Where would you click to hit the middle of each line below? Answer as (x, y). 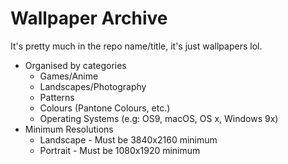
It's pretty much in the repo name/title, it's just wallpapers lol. (136, 46)
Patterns (57, 97)
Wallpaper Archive (89, 18)
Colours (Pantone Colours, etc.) (105, 108)
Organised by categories (75, 65)
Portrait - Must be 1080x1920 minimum (120, 150)
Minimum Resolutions (69, 129)
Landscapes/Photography (93, 86)
